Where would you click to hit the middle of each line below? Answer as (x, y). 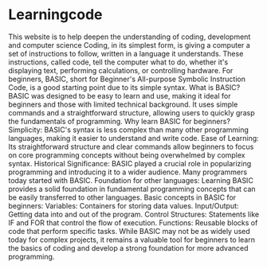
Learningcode (55, 15)
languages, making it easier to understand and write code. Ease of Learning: (133, 138)
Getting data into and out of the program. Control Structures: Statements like (134, 214)
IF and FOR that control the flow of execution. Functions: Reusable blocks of (133, 222)
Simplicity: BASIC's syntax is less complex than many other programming (129, 130)
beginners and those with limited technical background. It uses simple (123, 104)
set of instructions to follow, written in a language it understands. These (126, 53)
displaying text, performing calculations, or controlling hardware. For (121, 70)
